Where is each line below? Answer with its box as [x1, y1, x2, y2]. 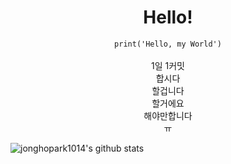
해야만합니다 [143, 109, 193, 121]
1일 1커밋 [151, 59, 185, 71]
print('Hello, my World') [114, 39, 222, 49]
